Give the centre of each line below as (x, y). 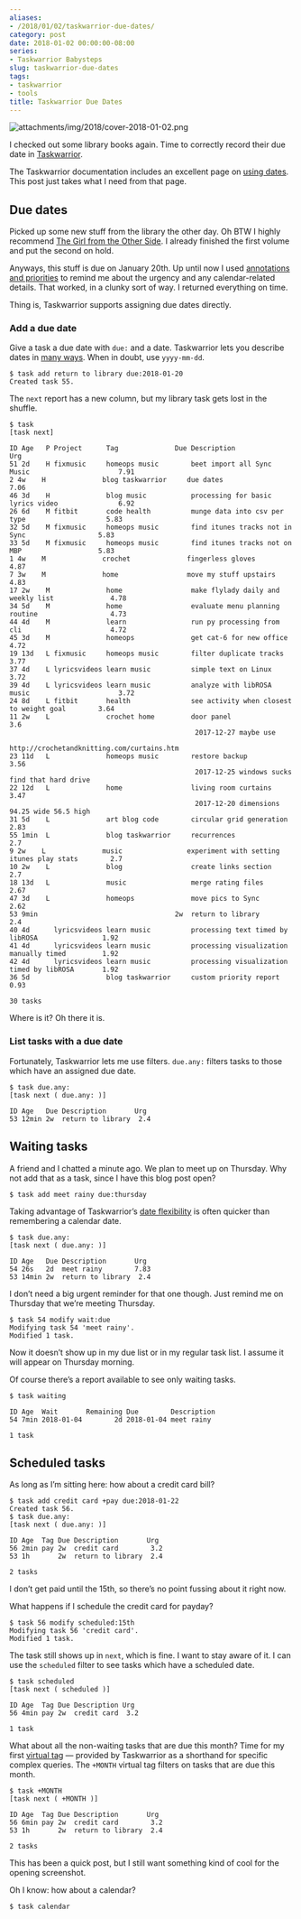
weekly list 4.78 (68, 598)
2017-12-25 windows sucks (244, 773)
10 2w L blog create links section (141, 867)
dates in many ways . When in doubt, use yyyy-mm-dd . (107, 357)
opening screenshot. (48, 1873)
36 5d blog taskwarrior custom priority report (145, 978)
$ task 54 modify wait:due (60, 1320)
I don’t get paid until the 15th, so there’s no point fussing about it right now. (148, 1589)
